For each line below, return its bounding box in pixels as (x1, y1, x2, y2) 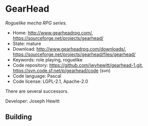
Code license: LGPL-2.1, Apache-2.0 (12, 78, 88, 84)
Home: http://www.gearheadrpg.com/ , (12, 29, 93, 36)
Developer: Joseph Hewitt (5, 98, 60, 104)
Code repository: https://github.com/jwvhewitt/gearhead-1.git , (12, 62, 143, 68)
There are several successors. (5, 88, 69, 94)
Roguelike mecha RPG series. (5, 20, 67, 26)
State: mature (12, 40, 42, 46)
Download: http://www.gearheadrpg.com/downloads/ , (12, 46, 126, 52)
